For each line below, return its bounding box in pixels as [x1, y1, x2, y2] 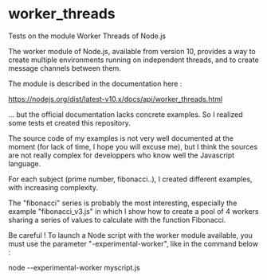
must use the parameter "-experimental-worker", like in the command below [8, 239, 259, 248]
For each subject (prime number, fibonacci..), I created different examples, [8, 174, 253, 184]
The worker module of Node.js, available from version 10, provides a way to [8, 46, 257, 56]
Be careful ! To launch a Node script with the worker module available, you [8, 230, 253, 239]
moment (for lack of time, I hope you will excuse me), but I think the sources [8, 142, 258, 151]
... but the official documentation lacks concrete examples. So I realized [8, 109, 243, 119]
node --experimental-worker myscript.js [8, 262, 141, 272]
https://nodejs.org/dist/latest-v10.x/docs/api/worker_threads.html [8, 94, 223, 103]
